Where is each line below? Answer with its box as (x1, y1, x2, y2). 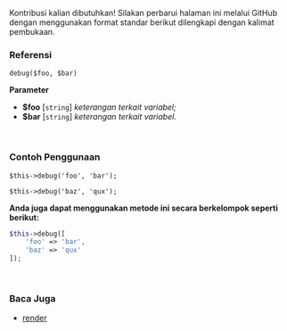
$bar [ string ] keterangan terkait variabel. (21, 112, 176, 122)
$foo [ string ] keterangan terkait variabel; (21, 102, 176, 112)
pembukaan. (9, 27, 55, 37)
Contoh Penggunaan (9, 151, 101, 163)
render (21, 312, 47, 324)
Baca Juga (9, 293, 56, 305)
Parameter (9, 85, 49, 95)
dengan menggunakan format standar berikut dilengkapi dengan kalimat (9, 17, 275, 28)
